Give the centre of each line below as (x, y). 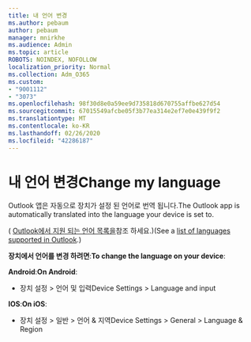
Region (31, 329)
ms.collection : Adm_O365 (49, 74)
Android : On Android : (43, 272)
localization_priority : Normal (60, 67)
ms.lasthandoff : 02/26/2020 (54, 133)
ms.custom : (26, 82)
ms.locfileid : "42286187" (51, 141)
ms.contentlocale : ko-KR (49, 126)
